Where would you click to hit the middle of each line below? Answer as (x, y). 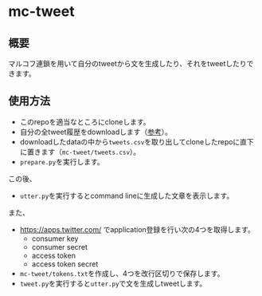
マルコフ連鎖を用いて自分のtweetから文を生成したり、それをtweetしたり (127, 63)
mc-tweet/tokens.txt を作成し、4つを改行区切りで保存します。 (122, 273)
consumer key (55, 239)
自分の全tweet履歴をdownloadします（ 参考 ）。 (96, 132)
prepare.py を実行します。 (62, 161)
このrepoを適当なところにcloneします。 (85, 121)
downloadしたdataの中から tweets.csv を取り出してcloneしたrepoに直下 (137, 141)
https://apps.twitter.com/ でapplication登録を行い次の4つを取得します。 (137, 229)
